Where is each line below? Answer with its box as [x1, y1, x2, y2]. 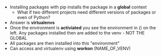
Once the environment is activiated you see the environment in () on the [9, 25, 156, 31]
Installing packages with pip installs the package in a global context [9, 4, 147, 10]
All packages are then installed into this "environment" [9, 40, 120, 46]
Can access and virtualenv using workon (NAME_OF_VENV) [9, 46, 131, 51]
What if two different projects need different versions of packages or [17, 9, 156, 15]
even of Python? [17, 15, 51, 20]
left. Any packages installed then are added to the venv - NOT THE [9, 30, 145, 36]
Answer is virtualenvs [9, 19, 55, 25]
